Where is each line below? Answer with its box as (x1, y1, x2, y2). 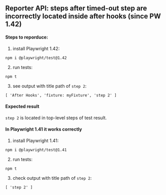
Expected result (5, 104, 40, 110)
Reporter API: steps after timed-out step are (5, 4, 147, 13)
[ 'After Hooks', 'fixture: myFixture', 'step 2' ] (5, 92, 117, 98)
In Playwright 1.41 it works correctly (5, 126, 82, 133)
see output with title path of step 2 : (12, 83, 87, 89)
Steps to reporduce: (5, 34, 48, 40)
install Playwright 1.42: (12, 45, 60, 51)
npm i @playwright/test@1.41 (5, 147, 67, 152)
